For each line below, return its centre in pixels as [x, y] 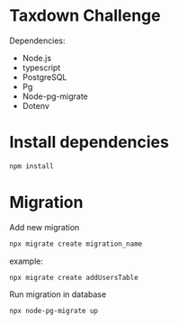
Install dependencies [89, 143]
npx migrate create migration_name [76, 244]
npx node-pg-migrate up [54, 311]
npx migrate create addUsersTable [74, 277]
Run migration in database [58, 294]
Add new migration [44, 227]
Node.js [37, 58]
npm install [31, 166]
